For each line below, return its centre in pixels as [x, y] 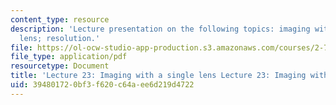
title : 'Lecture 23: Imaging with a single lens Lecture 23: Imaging [158, 76]
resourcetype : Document [60, 66]
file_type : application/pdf [69, 57]
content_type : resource [60, 19]
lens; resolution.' [60, 38]
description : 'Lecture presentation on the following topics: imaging [160, 29]
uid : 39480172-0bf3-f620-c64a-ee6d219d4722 [102, 85]
